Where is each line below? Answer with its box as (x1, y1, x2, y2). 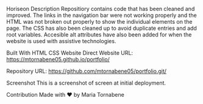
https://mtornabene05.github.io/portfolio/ (6, 56, 110, 63)
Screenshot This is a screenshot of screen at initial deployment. (6, 79, 166, 86)
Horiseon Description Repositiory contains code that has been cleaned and (6, 5, 195, 12)
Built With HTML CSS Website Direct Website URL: (6, 49, 133, 57)
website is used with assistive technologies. (6, 38, 116, 44)
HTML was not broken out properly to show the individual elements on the (6, 18, 193, 25)
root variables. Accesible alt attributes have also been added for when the (6, 31, 192, 38)
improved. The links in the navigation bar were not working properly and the (6, 12, 197, 19)
